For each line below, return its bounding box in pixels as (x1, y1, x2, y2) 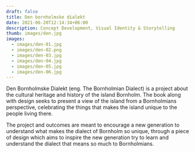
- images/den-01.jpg (11, 42, 62, 48)
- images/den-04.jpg (11, 58, 62, 64)
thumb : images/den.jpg (6, 31, 62, 37)
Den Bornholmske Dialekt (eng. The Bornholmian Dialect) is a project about (6, 85, 189, 92)
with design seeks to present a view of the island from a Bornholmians (6, 98, 177, 105)
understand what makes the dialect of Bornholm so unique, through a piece (6, 128, 190, 135)
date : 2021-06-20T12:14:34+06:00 (6, 19, 88, 25)
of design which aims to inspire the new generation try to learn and (6, 134, 169, 141)
